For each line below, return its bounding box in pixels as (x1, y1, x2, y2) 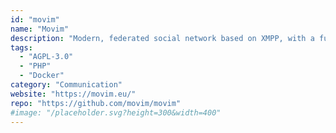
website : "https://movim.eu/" (10, 89, 137, 99)
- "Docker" (19, 71, 65, 81)
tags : (10, 42, 33, 53)
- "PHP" (19, 61, 52, 71)
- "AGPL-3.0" (19, 52, 74, 62)
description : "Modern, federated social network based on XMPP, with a (10, 33, 315, 43)
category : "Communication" (10, 80, 123, 90)
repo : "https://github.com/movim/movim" (10, 98, 182, 108)
